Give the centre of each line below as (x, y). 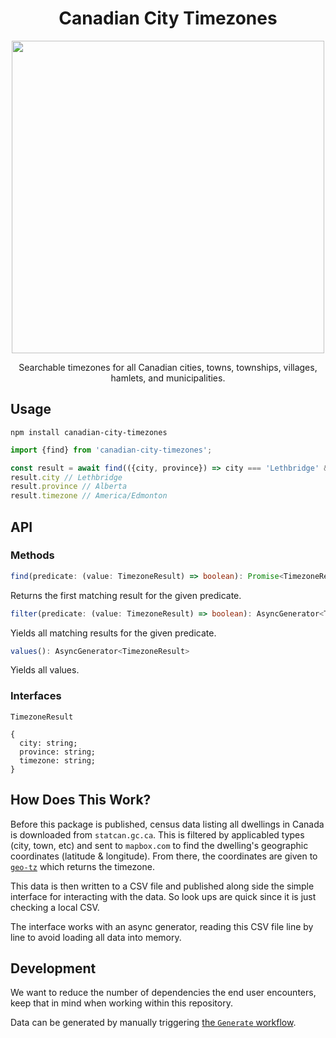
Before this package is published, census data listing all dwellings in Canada (167, 824)
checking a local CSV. (55, 907)
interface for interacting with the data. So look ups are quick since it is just (163, 896)
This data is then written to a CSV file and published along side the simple (162, 886)
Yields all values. (45, 670)
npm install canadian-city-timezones (89, 432)
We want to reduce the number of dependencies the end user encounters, (163, 993)
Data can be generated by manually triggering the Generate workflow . (153, 1023)
